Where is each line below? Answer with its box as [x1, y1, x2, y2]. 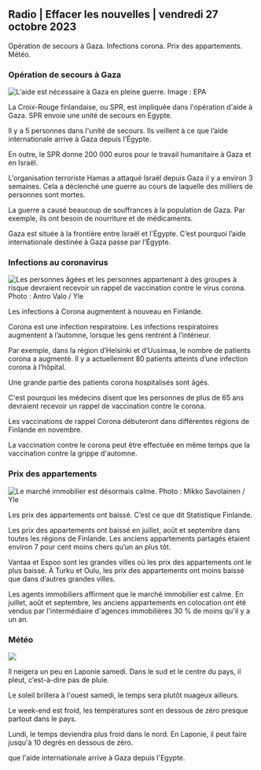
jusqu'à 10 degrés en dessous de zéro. [8, 738, 134, 747]
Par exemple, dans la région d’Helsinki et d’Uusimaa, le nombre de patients [8, 346, 251, 355]
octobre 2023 [8, 20, 77, 34]
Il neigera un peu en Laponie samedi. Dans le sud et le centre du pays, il [8, 667, 241, 676]
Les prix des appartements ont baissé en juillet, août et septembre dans [8, 525, 241, 534]
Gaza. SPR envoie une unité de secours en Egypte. [8, 111, 173, 121]
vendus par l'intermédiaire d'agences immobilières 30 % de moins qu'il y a [8, 606, 250, 616]
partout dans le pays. [8, 714, 77, 724]
